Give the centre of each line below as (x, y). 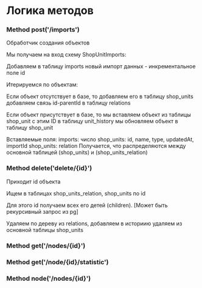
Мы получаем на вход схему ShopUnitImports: (66, 55)
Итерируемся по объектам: (42, 85)
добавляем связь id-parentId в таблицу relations (68, 103)
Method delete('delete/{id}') (49, 168)
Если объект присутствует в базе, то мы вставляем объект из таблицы (99, 115)
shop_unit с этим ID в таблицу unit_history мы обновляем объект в (92, 121)
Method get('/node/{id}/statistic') (57, 262)
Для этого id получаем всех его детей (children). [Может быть (87, 205)
